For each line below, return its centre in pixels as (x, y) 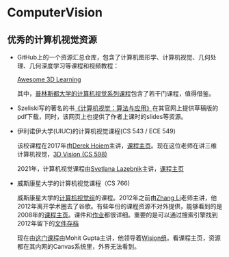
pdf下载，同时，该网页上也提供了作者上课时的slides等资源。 (102, 117)
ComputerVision (55, 13)
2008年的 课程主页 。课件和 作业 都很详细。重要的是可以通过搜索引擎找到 (117, 215)
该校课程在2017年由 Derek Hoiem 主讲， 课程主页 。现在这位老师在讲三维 (117, 146)
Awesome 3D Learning (49, 79)
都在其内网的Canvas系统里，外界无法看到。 (79, 246)
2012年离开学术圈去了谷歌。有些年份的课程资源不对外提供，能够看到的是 (120, 206)
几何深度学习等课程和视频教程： (74, 66)
